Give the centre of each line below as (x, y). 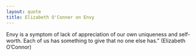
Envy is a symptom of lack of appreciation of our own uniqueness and (92, 34)
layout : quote (24, 12)
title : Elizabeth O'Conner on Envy (50, 17)
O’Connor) (19, 47)
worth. (14, 41)
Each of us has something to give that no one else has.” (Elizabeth (104, 41)
